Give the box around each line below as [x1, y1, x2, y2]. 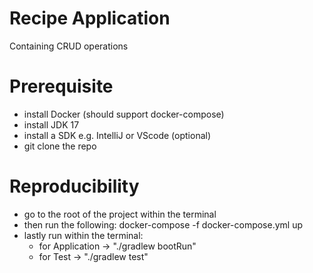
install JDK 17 [23, 118, 80, 131]
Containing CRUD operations [9, 40, 129, 52]
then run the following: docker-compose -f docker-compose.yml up [23, 218, 304, 231]
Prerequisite [9, 75, 114, 98]
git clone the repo [23, 140, 97, 152]
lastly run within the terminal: [23, 229, 144, 241]
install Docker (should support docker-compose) [23, 108, 225, 120]
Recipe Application [9, 7, 171, 30]
